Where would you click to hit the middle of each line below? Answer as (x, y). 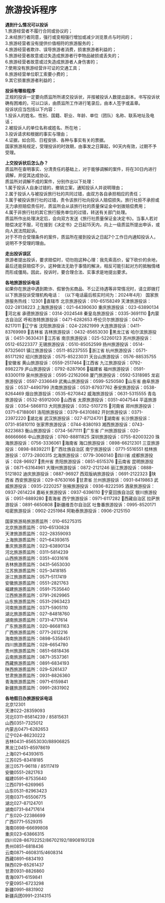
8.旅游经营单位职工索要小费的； (37, 74)
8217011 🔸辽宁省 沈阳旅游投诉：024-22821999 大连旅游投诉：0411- (73, 326)
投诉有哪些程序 (20, 91)
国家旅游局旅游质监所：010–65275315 (43, 521)
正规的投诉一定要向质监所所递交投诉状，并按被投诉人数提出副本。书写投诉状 (82, 97)
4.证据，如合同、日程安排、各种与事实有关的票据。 (56, 140)
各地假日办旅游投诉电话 (29, 698)
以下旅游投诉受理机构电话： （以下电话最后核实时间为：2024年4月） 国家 (80, 295)
